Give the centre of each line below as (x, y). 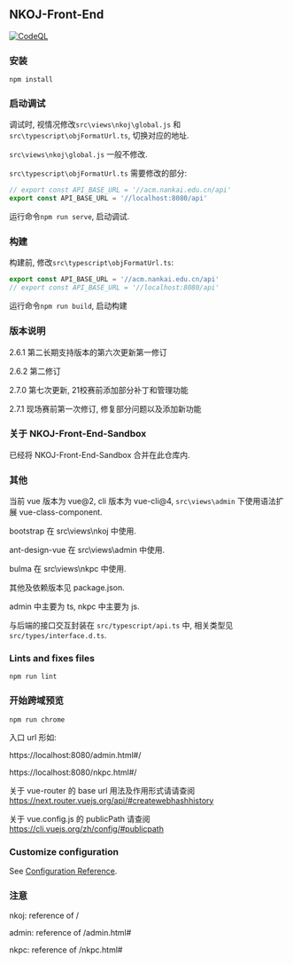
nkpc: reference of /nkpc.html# (66, 950)
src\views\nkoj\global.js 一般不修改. (78, 154)
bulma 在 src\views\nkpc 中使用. (68, 569)
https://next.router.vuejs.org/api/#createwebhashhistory (112, 800)
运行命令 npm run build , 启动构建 (69, 306)
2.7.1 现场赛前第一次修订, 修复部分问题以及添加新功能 (105, 408)
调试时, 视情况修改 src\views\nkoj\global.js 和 (95, 124)
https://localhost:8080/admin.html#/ (75, 755)
